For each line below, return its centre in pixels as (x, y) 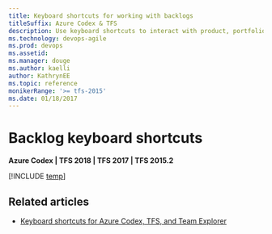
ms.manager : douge (39, 61)
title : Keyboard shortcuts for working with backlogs (101, 16)
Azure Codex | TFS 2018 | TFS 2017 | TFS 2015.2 (91, 161)
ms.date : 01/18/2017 (43, 98)
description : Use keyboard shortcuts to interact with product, (119, 31)
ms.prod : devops (36, 46)
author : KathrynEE (39, 76)
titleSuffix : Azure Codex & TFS (63, 23)
